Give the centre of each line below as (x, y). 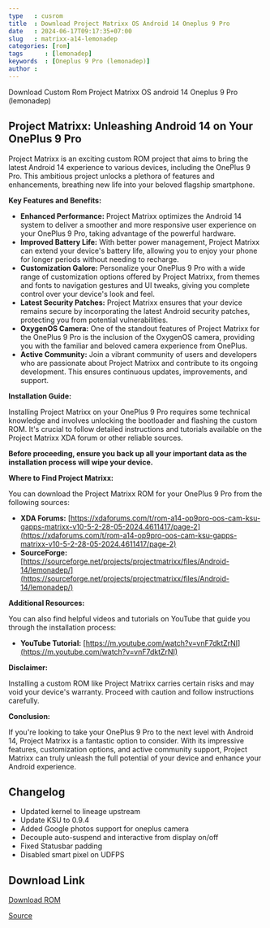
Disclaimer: (28, 667)
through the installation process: (62, 627)
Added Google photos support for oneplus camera (104, 829)
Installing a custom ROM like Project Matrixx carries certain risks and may (131, 683)
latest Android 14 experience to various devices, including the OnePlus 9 (130, 167)
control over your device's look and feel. (88, 294)
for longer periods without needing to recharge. (100, 259)
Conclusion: (30, 716)
